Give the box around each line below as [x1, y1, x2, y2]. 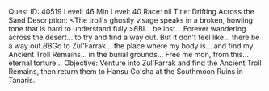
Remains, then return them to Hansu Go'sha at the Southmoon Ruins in [8, 67, 244, 76]
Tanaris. [8, 76, 36, 85]
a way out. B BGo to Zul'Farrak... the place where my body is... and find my [8, 41, 254, 51]
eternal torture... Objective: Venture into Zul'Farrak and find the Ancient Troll [8, 58, 262, 68]
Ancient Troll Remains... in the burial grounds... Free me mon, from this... [8, 50, 249, 59]
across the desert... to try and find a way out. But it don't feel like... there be [8, 32, 260, 42]
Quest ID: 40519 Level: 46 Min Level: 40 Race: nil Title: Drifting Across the [8, 7, 254, 16]
